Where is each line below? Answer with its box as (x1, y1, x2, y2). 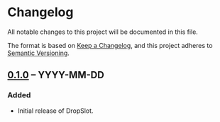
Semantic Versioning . (7, 49, 70, 57)
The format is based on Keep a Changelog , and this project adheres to (7, 41, 213, 49)
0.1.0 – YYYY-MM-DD (7, 69, 104, 81)
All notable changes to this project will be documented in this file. (7, 28, 199, 36)
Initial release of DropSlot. (17, 106, 94, 115)
